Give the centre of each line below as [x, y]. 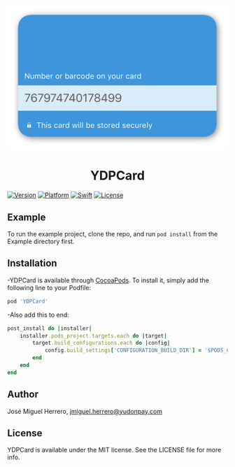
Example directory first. [41, 241]
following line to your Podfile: [49, 287]
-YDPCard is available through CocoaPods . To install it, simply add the [108, 280]
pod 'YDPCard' [28, 301]
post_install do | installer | [50, 328]
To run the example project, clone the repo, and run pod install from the [113, 234]
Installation [32, 263]
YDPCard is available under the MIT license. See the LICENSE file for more [114, 450]
